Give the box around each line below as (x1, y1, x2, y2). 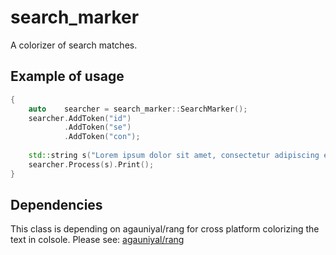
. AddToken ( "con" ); (63, 132, 141, 142)
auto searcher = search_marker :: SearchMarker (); (28, 104, 248, 114)
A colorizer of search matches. (10, 39, 138, 51)
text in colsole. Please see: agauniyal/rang (10, 234, 185, 246)
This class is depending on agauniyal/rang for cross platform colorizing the (10, 223, 320, 235)
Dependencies (10, 197, 103, 214)
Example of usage (10, 68, 125, 85)
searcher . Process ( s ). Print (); (28, 159, 155, 170)
